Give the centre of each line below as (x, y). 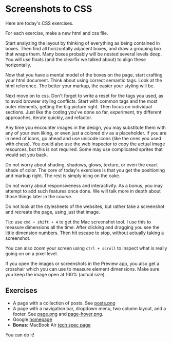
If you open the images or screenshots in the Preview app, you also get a (82, 263)
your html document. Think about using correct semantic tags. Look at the (84, 80)
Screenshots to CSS (49, 9)
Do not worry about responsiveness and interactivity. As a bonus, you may (84, 185)
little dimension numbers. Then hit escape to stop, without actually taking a (85, 233)
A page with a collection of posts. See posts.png (64, 303)
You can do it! (20, 335)
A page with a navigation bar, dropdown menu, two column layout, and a (89, 308)
